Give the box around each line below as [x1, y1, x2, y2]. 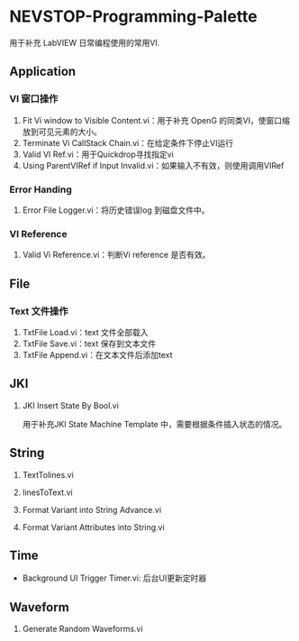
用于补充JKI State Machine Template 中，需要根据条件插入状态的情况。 [22, 418, 287, 429]
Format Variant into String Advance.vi [22, 504, 162, 515]
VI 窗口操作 [9, 93, 59, 105]
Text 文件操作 [9, 305, 69, 317]
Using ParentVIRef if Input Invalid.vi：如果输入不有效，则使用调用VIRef [22, 160, 285, 170]
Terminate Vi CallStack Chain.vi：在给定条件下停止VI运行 [22, 137, 234, 148]
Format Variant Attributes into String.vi [22, 521, 165, 533]
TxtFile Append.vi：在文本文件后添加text [22, 349, 173, 360]
